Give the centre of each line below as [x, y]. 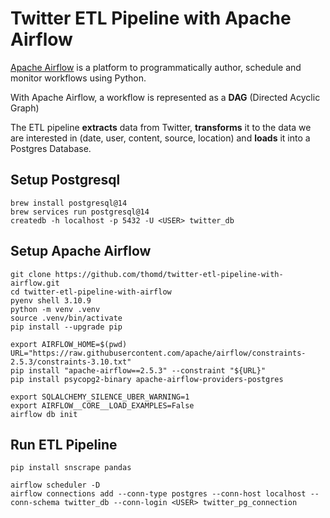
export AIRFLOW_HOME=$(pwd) [69, 344]
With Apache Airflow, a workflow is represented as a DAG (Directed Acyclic [165, 97]
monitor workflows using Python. [78, 78]
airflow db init [44, 414]
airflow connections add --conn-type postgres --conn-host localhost [158, 494]
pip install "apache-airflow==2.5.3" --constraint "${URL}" [138, 370]
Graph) [25, 108]
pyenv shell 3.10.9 [51, 300]
